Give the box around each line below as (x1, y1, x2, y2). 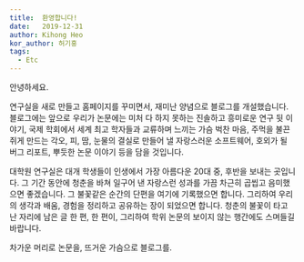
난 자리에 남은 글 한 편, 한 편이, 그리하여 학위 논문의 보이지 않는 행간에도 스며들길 (9, 211, 296, 222)
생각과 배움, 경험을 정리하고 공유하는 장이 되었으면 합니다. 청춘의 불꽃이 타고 (18, 200, 289, 210)
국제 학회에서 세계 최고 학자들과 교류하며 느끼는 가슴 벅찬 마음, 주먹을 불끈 (28, 124, 291, 135)
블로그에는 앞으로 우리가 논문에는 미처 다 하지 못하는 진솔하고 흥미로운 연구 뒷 (9, 113, 284, 123)
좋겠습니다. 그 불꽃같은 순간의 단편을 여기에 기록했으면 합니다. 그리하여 (25, 188, 277, 199)
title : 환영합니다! (9, 13, 78, 23)
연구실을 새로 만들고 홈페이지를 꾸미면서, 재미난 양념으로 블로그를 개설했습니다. (9, 101, 289, 112)
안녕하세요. (9, 82, 49, 92)
